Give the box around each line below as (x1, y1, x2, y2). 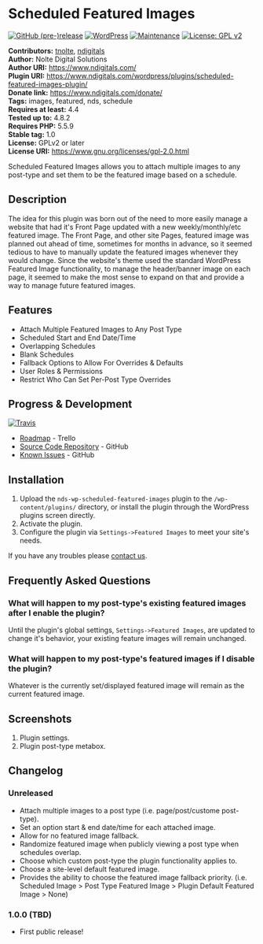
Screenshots (8, 712, 72, 725)
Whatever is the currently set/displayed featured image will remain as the (8, 681, 245, 690)
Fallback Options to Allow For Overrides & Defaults (19, 357, 184, 367)
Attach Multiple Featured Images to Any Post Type (19, 324, 182, 334)
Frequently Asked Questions (8, 574, 152, 587)
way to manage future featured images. (8, 280, 136, 290)
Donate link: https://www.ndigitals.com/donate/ (8, 87, 163, 97)
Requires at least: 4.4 (8, 104, 79, 114)
